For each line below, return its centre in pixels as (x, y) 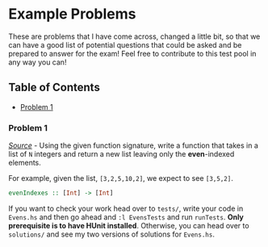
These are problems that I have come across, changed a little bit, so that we (134, 36)
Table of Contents (54, 88)
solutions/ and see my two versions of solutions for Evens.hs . (112, 234)
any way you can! (38, 62)
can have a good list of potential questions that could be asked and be (125, 44)
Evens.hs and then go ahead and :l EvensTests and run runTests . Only (126, 217)
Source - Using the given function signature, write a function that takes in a (133, 145)
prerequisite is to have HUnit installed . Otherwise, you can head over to (129, 225)
